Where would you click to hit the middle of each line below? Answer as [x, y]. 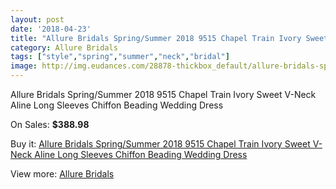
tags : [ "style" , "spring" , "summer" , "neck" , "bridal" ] [120, 57]
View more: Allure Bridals [62, 174]
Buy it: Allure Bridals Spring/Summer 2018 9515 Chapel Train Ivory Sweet [160, 144]
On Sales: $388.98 [50, 124]
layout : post [37, 19]
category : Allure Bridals [64, 47]
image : [24, 66]
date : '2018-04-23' [51, 29]
